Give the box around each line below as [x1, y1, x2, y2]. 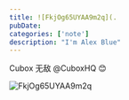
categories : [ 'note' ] [9, 29, 90, 38]
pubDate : [9, 21, 42, 30]
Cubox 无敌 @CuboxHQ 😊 [9, 63, 107, 73]
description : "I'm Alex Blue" [9, 37, 122, 47]
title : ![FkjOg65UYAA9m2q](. [9, 12, 117, 22]
